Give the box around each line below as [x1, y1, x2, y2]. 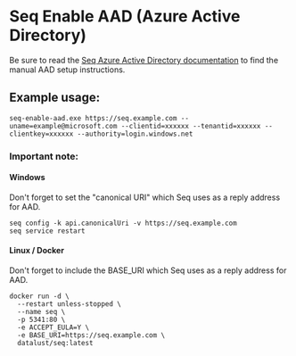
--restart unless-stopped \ [17, 300, 122, 309]
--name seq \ [17, 308, 66, 317]
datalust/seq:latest [17, 339, 94, 348]
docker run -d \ [9, 292, 70, 301]
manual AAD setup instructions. [9, 64, 126, 75]
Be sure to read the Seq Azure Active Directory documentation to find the [9, 54, 279, 65]
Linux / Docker [9, 245, 65, 256]
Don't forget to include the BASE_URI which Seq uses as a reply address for [9, 265, 287, 276]
